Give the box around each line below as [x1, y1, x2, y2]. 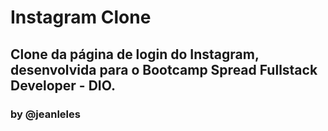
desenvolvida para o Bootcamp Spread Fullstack [10, 61, 318, 78]
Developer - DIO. [10, 77, 116, 94]
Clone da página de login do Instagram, [10, 46, 260, 63]
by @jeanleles [10, 107, 81, 121]
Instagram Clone [10, 6, 152, 29]
